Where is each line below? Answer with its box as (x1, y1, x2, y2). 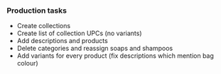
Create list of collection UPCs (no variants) (16, 29, 143, 37)
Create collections (16, 22, 71, 30)
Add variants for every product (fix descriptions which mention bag (16, 51, 215, 60)
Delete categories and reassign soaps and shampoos (16, 44, 173, 53)
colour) (16, 59, 38, 68)
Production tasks (6, 6, 67, 16)
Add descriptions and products (16, 37, 108, 45)
